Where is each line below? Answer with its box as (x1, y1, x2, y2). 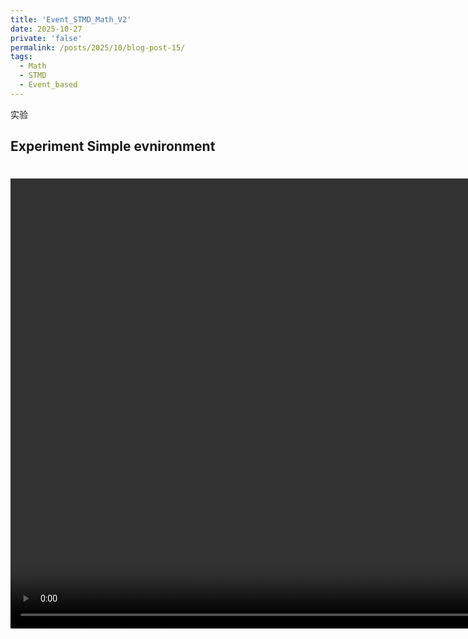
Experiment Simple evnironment (10, 138, 216, 155)
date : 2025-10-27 (10, 24, 83, 34)
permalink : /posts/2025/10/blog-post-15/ (10, 42, 186, 53)
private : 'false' (10, 33, 83, 43)
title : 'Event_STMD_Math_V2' (10, 14, 132, 25)
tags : (10, 52, 33, 62)
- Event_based (19, 80, 78, 90)
